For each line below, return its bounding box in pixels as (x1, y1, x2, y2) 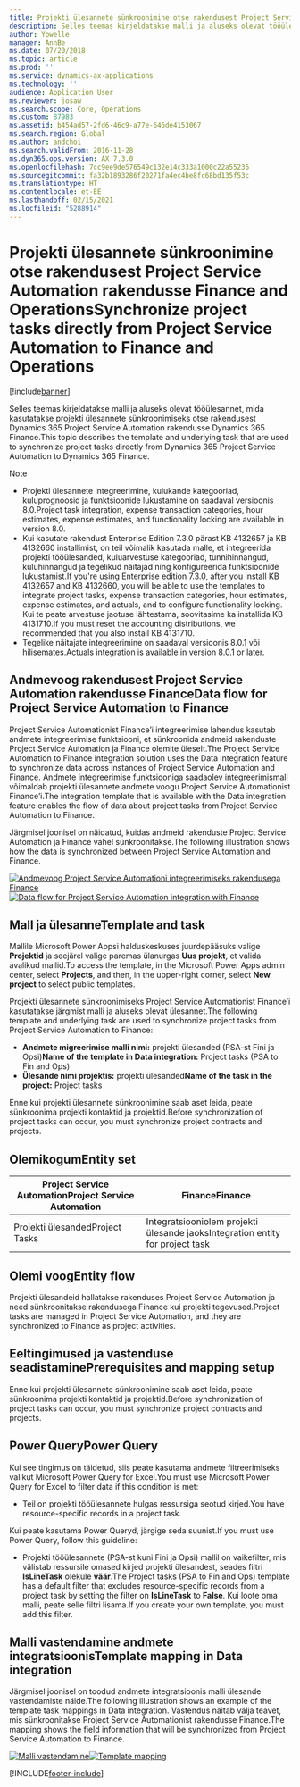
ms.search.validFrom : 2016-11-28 (9, 146, 134, 154)
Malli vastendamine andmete (9, 1634, 174, 1649)
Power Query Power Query (9, 1439, 159, 1454)
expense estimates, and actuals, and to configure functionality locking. (21, 599, 283, 610)
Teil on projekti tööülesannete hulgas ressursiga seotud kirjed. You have (21, 1498, 285, 1509)
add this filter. (21, 1608, 73, 1619)
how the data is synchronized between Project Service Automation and (9, 846, 271, 856)
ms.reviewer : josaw (9, 96, 82, 105)
